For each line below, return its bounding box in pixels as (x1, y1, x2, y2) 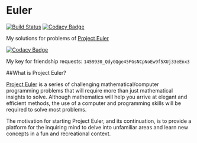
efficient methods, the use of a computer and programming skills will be (6, 99, 182, 107)
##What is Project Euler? (6, 69, 67, 76)
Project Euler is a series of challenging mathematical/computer (6, 81, 159, 88)
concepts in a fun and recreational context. (6, 130, 111, 137)
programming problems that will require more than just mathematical (6, 87, 173, 94)
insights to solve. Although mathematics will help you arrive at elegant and (6, 93, 188, 100)
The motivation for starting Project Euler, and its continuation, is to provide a (6, 117, 192, 125)
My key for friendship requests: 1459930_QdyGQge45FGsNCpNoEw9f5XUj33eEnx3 (6, 58, 190, 65)
